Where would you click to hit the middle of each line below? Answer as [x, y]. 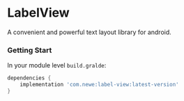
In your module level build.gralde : [57, 65]
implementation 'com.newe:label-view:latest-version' [99, 85]
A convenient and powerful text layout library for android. [90, 32]
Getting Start [30, 50]
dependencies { [29, 78]
